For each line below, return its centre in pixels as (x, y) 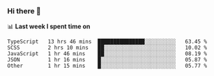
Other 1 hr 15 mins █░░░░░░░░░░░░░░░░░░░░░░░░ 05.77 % (107, 66)
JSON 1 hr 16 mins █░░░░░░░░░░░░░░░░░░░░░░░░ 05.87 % (107, 60)
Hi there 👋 (24, 11)
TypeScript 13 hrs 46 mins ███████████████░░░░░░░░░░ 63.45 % (107, 42)
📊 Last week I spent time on (49, 26)
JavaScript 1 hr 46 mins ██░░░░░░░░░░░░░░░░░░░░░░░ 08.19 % (107, 54)
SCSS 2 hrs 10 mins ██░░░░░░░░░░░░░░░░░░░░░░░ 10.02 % (107, 48)
